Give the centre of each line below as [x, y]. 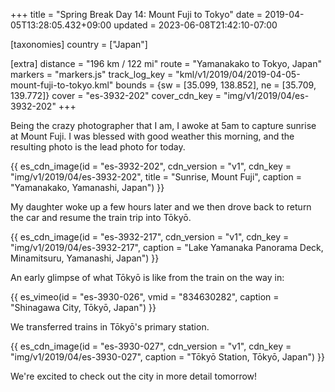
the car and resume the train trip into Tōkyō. [101, 217]
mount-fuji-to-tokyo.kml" [62, 85]
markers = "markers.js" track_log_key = [92, 74]
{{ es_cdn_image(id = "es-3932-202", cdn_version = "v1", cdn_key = [151, 166]
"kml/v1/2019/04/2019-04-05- [238, 74]
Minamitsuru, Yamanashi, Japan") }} [85, 258]
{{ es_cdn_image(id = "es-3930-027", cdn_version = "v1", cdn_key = [151, 346]
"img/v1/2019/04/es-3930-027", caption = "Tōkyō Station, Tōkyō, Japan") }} [167, 357]
